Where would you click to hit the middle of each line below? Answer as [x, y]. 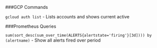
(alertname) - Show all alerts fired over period [53, 40]
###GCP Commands [27, 7]
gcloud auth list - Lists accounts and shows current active [67, 17]
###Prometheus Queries [31, 26]
